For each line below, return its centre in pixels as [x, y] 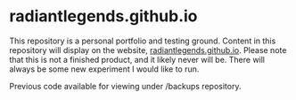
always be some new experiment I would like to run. [104, 69]
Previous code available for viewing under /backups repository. [125, 86]
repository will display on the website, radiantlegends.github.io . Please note [148, 50]
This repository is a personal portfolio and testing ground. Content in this [143, 41]
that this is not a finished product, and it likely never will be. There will [137, 59]
